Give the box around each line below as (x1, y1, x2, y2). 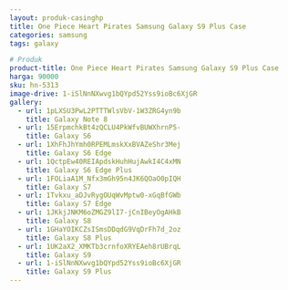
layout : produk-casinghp (9, 13, 104, 23)
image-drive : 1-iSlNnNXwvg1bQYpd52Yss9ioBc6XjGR (9, 88, 198, 98)
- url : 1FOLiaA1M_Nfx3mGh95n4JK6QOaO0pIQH (17, 174, 181, 183)
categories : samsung (9, 30, 88, 39)
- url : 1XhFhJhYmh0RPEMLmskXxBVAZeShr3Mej (17, 140, 181, 150)
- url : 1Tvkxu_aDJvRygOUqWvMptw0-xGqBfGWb (17, 191, 181, 201)
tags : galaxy (9, 38, 59, 48)
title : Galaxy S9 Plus (26, 267, 112, 276)
